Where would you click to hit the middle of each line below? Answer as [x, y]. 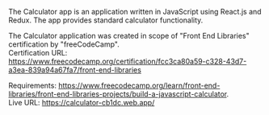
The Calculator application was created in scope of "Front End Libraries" [129, 36]
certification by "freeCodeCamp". [64, 44]
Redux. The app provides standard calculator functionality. [106, 20]
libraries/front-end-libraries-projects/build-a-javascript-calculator [118, 94]
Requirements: [32, 85]
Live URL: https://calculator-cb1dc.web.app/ [82, 103]
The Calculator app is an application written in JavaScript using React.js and [135, 12]
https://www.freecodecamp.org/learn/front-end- [139, 85]
